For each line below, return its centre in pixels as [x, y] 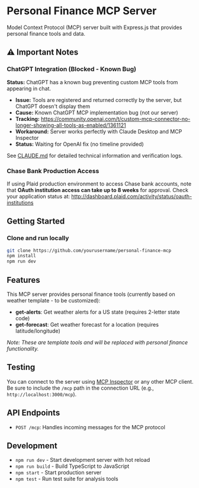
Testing [21, 367]
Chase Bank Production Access [53, 171]
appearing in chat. [29, 88]
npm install [21, 256]
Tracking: [28, 119]
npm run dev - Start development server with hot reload [83, 460]
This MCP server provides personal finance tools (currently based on [91, 294]
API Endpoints [33, 413]
